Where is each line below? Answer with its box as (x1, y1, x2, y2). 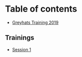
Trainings (5, 34, 34, 42)
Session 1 (12, 46, 32, 52)
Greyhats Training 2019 (12, 19, 59, 25)
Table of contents (5, 3, 78, 15)
